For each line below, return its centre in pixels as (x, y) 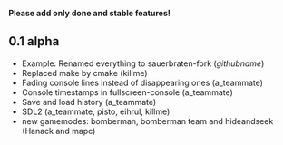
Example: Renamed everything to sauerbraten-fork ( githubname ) (143, 63)
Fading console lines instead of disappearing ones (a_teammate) (142, 82)
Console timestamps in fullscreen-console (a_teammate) (127, 92)
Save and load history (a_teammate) (89, 101)
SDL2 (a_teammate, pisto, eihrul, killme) (96, 111)
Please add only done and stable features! (90, 13)
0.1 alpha (34, 41)
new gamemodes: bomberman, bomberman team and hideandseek (147, 121)
